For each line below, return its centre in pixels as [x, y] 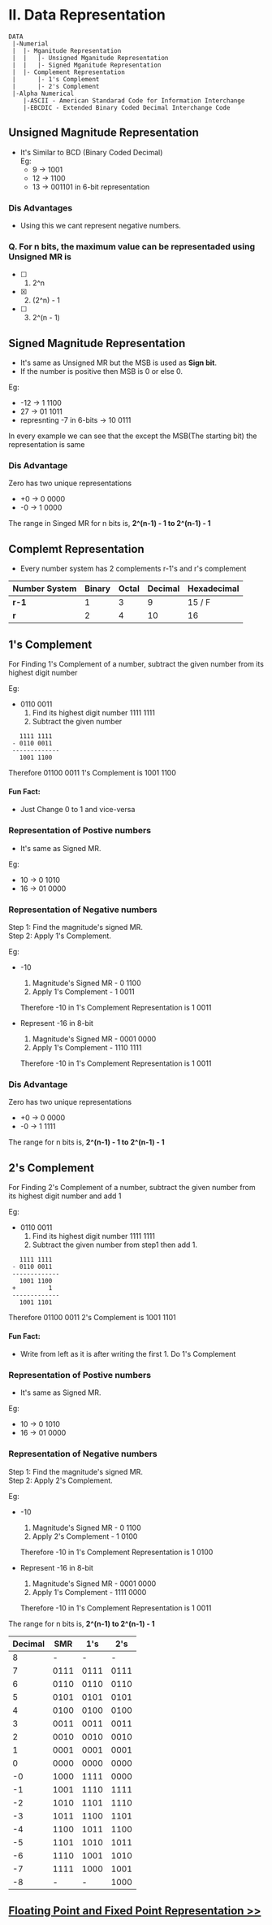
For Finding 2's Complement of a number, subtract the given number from [132, 1187]
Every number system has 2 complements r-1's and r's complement [133, 569]
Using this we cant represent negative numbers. [100, 226]
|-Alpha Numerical [43, 93]
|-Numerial [30, 43]
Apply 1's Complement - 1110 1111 [87, 1047]
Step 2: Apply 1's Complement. [60, 936]
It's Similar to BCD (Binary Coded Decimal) [91, 152]
